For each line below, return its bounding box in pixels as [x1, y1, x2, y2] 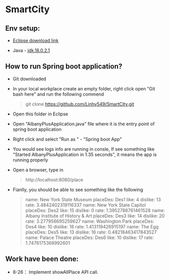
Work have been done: [5, 254, 79, 264]
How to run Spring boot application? [5, 62, 123, 71]
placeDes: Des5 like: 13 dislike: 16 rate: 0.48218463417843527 [25, 229, 157, 235]
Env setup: [5, 24, 40, 33]
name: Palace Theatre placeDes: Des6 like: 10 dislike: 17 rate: [25, 234, 154, 241]
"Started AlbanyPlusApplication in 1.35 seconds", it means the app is [12, 151, 157, 157]
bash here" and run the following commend [12, 91, 104, 97]
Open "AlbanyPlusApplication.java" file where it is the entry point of [12, 121, 155, 127]
